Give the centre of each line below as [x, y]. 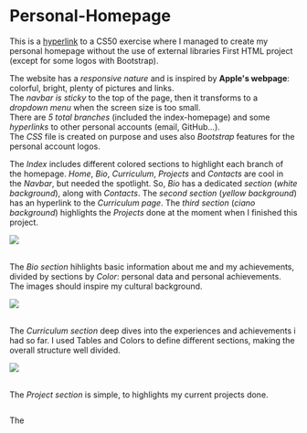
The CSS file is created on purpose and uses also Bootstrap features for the [152, 136]
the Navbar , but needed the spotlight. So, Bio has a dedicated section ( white [153, 183]
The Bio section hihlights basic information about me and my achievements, [152, 267]
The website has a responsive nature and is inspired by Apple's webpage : [150, 78]
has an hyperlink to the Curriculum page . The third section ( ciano [132, 203]
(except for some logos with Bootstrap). [84, 60]
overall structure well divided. [65, 350]
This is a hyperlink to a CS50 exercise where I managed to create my [139, 41]
